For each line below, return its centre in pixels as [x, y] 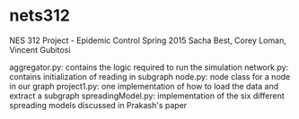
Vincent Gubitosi [40, 49]
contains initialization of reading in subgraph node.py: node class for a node [150, 76]
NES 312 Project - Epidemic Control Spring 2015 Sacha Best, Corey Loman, [148, 40]
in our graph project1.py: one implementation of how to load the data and [144, 86]
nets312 [40, 16]
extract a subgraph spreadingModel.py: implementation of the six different [147, 96]
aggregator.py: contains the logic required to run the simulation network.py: [149, 67]
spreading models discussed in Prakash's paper [98, 105]
